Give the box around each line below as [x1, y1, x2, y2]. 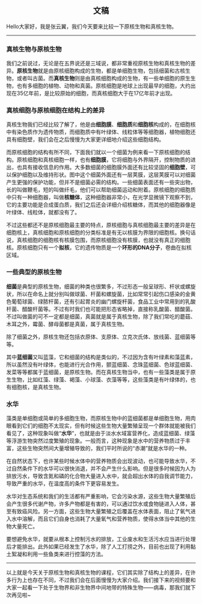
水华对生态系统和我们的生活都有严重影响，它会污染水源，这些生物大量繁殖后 [6, 493, 196, 500]
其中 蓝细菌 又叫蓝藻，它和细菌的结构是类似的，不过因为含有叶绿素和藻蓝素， [6, 353, 196, 360]
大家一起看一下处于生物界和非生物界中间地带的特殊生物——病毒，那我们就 [6, 584, 191, 591]
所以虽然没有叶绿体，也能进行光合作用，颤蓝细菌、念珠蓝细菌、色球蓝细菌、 [6, 361, 196, 368]
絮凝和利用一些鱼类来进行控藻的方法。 [11, 551, 106, 557]
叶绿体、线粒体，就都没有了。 [6, 209, 80, 216]
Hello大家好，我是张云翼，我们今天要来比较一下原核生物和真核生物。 [6, 23, 177, 30]
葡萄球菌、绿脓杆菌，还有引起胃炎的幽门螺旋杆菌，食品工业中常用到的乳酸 [11, 298, 196, 305]
